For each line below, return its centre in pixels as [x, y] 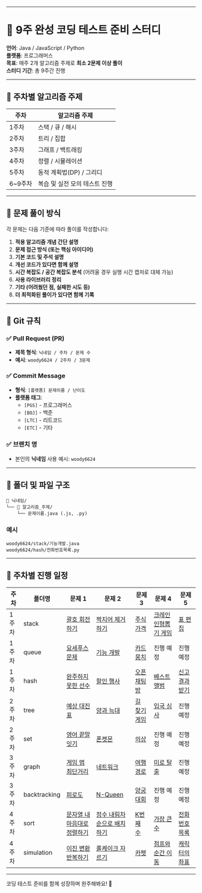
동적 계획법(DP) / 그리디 [70, 172]
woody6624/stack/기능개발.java [43, 544]
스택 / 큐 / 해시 [57, 127]
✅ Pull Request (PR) [35, 338]
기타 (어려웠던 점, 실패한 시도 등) [52, 287]
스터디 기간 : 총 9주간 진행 [36, 70]
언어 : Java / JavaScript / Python [45, 48]
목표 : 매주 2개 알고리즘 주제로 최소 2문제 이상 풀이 [64, 63]
